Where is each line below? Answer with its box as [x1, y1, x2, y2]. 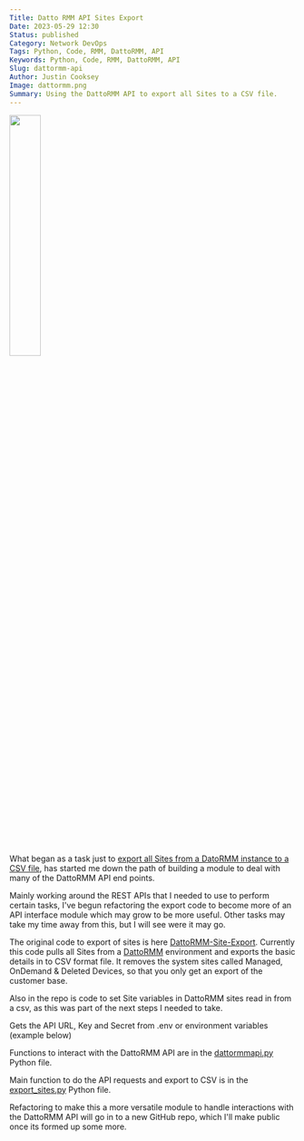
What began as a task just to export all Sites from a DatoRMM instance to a [9, 853, 289, 864]
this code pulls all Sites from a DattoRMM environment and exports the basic [9, 946, 296, 957]
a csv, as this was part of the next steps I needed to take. [9, 1002, 223, 1013]
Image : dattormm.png [9, 81, 88, 90]
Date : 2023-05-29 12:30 [9, 22, 100, 31]
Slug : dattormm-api [9, 64, 83, 74]
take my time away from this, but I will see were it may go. [9, 918, 226, 929]
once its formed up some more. [9, 1121, 127, 1132]
